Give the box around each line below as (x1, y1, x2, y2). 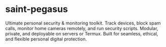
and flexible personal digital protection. (5, 36, 87, 42)
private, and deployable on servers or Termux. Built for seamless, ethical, (5, 30, 158, 36)
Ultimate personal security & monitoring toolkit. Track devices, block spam (5, 20, 161, 26)
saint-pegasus (5, 3, 68, 15)
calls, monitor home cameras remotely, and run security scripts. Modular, (5, 25, 158, 31)
